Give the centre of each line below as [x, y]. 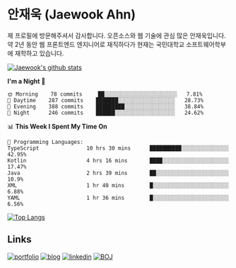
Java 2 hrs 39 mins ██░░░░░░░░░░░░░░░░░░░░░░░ [118, 173]
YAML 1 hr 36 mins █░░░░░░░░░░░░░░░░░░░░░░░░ [118, 198]
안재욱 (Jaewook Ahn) [72, 15]
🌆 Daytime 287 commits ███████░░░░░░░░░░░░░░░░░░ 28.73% [105, 100]
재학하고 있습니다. [39, 53]
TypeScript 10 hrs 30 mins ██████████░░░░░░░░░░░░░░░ [118, 148]
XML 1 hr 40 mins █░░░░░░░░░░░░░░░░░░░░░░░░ [118, 185]
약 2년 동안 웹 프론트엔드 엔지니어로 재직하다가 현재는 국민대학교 [96, 44]
